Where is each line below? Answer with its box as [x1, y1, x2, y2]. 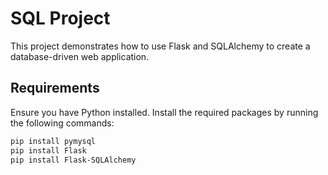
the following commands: [10, 117, 115, 129]
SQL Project [10, 7, 111, 30]
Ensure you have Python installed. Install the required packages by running [10, 106, 319, 118]
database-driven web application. [10, 50, 150, 62]
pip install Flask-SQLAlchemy [10, 155, 137, 165]
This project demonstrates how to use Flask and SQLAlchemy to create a [10, 40, 311, 52]
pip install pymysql [10, 136, 97, 146]
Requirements [10, 80, 100, 97]
